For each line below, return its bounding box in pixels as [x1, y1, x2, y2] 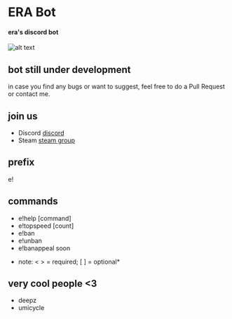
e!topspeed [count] [18, 222, 74, 230]
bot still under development [8, 64, 132, 76]
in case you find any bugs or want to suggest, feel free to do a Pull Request [8, 82, 225, 91]
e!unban [18, 236, 43, 245]
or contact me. [8, 90, 50, 98]
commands [8, 196, 58, 208]
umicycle [18, 304, 45, 312]
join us [8, 110, 38, 122]
